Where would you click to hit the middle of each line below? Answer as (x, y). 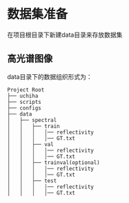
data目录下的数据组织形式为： (50, 76)
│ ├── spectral (32, 120)
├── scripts (24, 102)
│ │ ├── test (32, 181)
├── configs (24, 108)
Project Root (26, 90)
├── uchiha (23, 96)
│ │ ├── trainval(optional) (53, 162)
